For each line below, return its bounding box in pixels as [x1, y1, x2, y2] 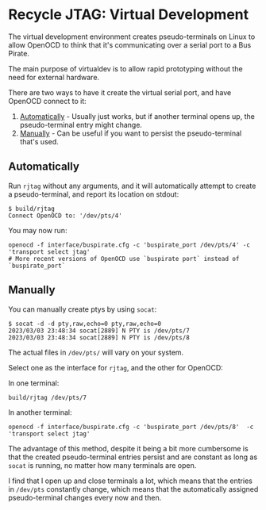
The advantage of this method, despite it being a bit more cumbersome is [8, 443, 249, 453]
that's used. [19, 136, 60, 146]
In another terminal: [8, 407, 73, 417]
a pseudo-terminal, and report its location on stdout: [8, 189, 179, 199]
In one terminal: [8, 378, 60, 388]
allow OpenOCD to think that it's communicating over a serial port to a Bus [8, 40, 252, 49]
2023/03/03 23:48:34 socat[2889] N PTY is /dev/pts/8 [8, 333, 191, 342]
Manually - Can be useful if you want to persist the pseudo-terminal [19, 128, 242, 138]
